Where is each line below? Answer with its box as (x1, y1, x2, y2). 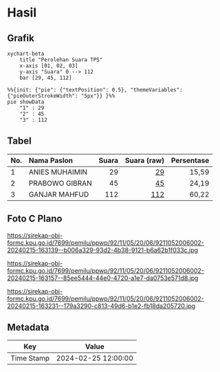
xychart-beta (7, 50, 45, 57)
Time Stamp (10, 353, 50, 363)
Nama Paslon (28, 155, 74, 165)
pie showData (7, 98, 45, 105)
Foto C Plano (7, 213, 63, 225)
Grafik (7, 32, 34, 44)
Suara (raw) (124, 155, 165, 165)
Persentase (170, 155, 210, 165)
